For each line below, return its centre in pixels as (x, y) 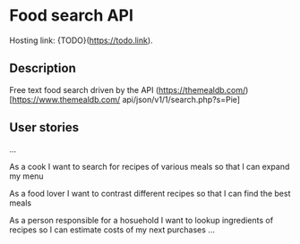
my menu (26, 176)
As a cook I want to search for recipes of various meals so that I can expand (150, 166)
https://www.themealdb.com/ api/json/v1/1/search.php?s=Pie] (126, 99)
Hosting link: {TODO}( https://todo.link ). (81, 40)
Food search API (72, 16)
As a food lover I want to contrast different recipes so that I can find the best (150, 193)
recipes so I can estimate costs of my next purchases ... (112, 230)
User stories (44, 127)
